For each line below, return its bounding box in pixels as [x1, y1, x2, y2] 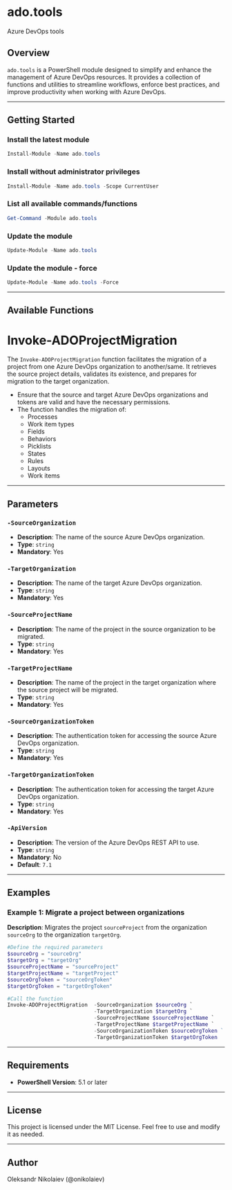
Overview [7, 47, 50, 59]
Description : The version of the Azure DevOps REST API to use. [17, 838, 200, 847]
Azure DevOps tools [7, 27, 64, 35]
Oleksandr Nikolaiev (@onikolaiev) [7, 1175, 105, 1184]
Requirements [7, 1060, 69, 1072]
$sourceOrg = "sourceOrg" [7, 950, 81, 957]
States [27, 449, 46, 458]
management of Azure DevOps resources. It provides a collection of [7, 73, 201, 81]
